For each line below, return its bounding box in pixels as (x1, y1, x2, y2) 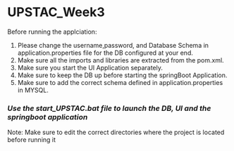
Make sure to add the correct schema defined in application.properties (17, 78, 223, 86)
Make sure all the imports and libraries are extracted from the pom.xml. (17, 55, 224, 64)
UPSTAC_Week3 (7, 4, 105, 20)
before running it (7, 136, 56, 144)
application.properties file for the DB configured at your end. (17, 48, 194, 57)
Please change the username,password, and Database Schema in (17, 41, 209, 49)
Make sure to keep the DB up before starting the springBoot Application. (17, 71, 228, 79)
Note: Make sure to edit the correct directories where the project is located (7, 128, 225, 137)
